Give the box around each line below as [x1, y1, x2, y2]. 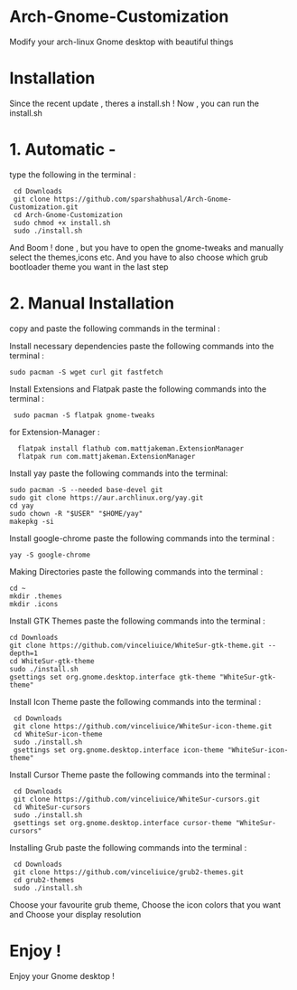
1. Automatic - [9, 139, 116, 160]
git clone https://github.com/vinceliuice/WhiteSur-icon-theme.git [13, 721, 273, 730]
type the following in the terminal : [9, 169, 136, 180]
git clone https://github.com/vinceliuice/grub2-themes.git [13, 867, 245, 877]
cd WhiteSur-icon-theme [13, 729, 103, 738]
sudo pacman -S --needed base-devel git [9, 485, 164, 494]
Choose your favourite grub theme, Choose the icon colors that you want [9, 899, 282, 910]
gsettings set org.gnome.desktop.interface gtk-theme [9, 672, 217, 681]
